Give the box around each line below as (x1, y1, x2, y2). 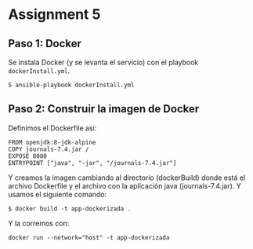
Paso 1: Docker (8, 37, 82, 50)
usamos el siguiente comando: (8, 189, 107, 199)
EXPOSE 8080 (8, 152, 47, 160)
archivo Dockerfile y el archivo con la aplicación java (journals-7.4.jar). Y (8, 181, 241, 190)
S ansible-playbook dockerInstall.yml (8, 81, 135, 89)
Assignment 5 (8, 5, 101, 24)
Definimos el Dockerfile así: (8, 123, 97, 133)
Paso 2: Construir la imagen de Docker (8, 102, 200, 115)
